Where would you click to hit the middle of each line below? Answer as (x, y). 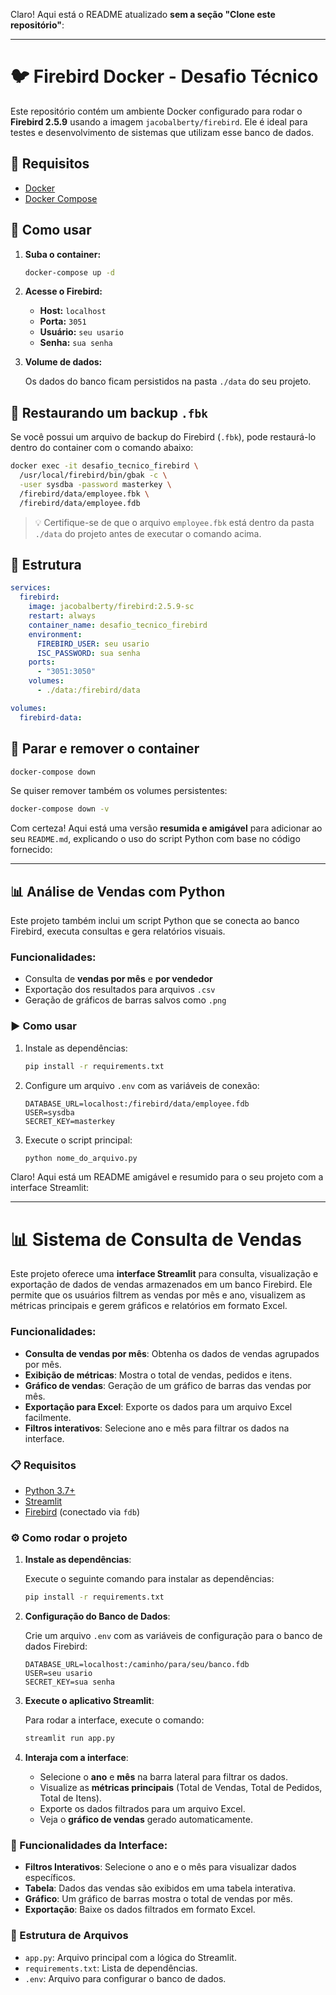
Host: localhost (73, 311)
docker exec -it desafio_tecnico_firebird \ (104, 466)
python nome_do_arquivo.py (81, 1158)
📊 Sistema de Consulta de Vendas (156, 1239)
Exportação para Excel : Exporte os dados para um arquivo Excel (158, 1406)
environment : (55, 634)
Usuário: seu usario (81, 332)
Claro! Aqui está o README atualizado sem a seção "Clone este (143, 14)
